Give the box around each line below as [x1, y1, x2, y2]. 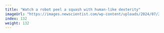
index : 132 [5, 16, 27, 21]
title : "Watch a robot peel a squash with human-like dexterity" [5, 7, 141, 12]
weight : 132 [5, 20, 29, 26]
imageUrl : [5, 12, 25, 16]
